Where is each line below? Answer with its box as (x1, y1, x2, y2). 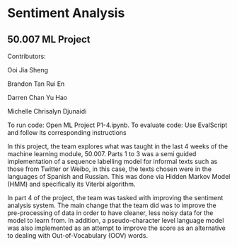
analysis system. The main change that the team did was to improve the (7, 201, 217, 209)
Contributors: (7, 52, 46, 60)
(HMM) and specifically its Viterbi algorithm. (7, 180, 136, 188)
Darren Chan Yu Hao (7, 94, 68, 101)
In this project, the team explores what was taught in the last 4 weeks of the (7, 142, 229, 150)
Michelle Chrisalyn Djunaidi (7, 107, 87, 115)
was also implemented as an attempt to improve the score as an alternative (7, 224, 226, 232)
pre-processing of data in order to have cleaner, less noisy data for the (7, 209, 214, 217)
